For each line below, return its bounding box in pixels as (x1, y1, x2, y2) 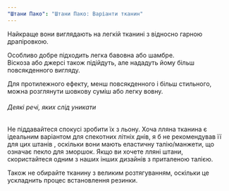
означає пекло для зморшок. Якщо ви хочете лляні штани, (7, 147, 183, 156)
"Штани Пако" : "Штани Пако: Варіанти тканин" (7, 10, 143, 18)
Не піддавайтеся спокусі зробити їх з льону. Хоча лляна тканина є (7, 125, 208, 133)
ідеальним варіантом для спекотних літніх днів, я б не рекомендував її (7, 132, 222, 141)
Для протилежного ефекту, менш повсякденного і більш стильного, (7, 79, 212, 88)
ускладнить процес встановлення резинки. (7, 175, 138, 184)
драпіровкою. (7, 37, 49, 46)
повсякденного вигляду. (7, 66, 80, 74)
